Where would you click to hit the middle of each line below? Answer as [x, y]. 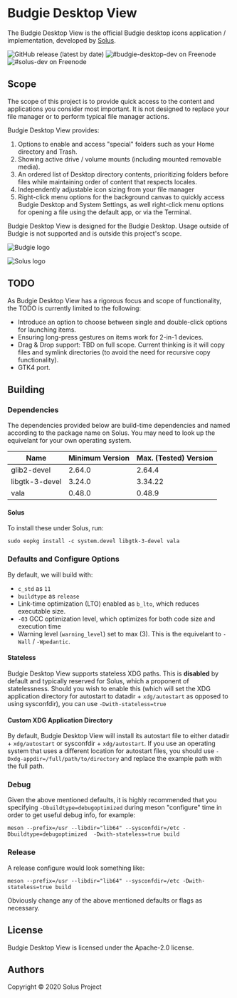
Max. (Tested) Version [175, 458]
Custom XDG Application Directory [60, 720]
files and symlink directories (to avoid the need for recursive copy [114, 352]
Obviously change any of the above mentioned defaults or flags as [105, 900]
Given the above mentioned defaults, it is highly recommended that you [112, 800]
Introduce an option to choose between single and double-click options [122, 322]
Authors [26, 970]
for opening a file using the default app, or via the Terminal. [105, 212]
